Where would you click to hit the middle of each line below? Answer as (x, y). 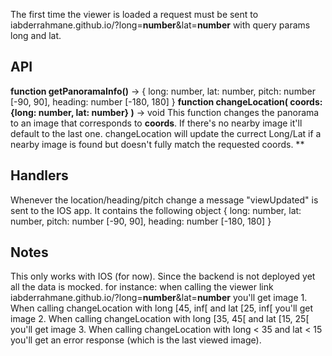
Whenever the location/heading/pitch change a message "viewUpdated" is (164, 200)
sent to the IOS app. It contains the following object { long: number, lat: (156, 210)
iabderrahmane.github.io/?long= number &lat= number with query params (160, 25)
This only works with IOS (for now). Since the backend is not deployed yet (163, 276)
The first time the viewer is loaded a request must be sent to (134, 14)
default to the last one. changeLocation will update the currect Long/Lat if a (166, 133)
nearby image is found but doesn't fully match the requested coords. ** (157, 144)
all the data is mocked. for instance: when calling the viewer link (142, 287)
